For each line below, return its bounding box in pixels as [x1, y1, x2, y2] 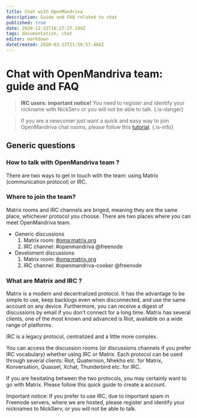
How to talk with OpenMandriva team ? [6, 158, 120, 166]
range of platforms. [6, 321, 53, 329]
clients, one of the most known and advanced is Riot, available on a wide [6, 315, 183, 323]
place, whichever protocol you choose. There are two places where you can [6, 213, 191, 220]
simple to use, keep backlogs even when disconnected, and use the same [6, 297, 186, 304]
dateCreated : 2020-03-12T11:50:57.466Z [6, 42, 104, 48]
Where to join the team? [6, 193, 76, 201]
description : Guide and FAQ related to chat [6, 14, 117, 20]
